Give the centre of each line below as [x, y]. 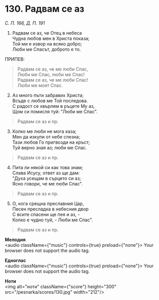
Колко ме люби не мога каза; [44, 131]
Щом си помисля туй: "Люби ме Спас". [55, 111]
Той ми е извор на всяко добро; [47, 43]
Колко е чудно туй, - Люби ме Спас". [52, 220]
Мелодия [15, 239]
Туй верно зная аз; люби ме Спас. [50, 147]
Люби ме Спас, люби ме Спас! [51, 74]
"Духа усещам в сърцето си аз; [47, 178]
